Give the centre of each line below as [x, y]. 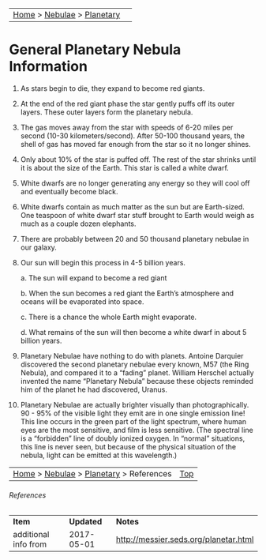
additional [31, 535]
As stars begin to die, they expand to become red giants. [112, 88]
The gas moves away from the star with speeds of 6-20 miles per [127, 127]
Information [48, 67]
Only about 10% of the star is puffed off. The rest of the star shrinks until [138, 159]
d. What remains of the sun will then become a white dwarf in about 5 [133, 332]
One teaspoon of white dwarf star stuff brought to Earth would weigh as [137, 215]
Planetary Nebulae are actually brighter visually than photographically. [135, 404]
